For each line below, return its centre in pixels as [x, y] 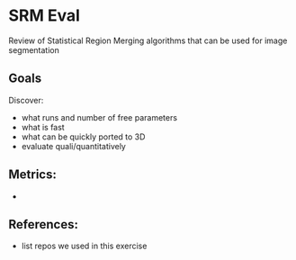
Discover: [26, 100]
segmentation [34, 49]
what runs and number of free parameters [99, 117]
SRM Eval [44, 16]
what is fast [43, 127]
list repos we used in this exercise [84, 246]
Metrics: [33, 175]
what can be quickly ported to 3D [83, 137]
